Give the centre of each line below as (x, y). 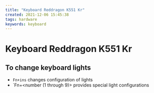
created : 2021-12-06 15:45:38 (37, 15)
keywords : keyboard (26, 24)
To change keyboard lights (48, 67)
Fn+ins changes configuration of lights (52, 80)
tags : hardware (21, 19)
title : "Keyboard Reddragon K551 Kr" (45, 10)
